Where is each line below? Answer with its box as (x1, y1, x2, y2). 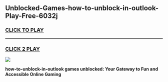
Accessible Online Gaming (5, 71, 61, 77)
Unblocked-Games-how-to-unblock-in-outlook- (5, 4, 159, 12)
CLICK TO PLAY (5, 27, 44, 34)
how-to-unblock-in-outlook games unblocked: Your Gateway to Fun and (5, 66, 158, 72)
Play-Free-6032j (5, 12, 58, 20)
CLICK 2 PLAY (5, 45, 40, 52)
